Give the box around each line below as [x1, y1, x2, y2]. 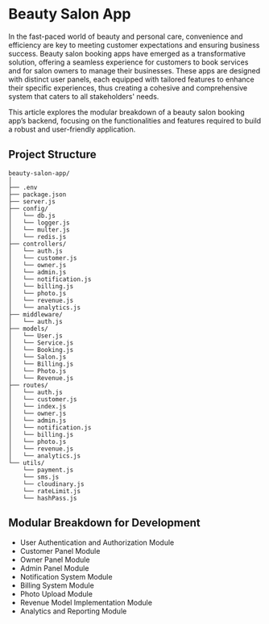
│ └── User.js [8, 332, 63, 340]
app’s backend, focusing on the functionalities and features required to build [8, 115, 262, 125]
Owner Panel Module [19, 555, 90, 564]
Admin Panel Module [19, 563, 89, 573]
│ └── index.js [8, 402, 67, 410]
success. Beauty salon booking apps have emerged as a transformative [8, 48, 246, 58]
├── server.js [8, 197, 56, 206]
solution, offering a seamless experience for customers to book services [8, 57, 249, 67]
